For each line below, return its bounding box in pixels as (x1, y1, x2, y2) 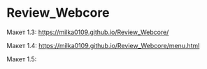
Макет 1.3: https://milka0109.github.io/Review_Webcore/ (6, 28, 169, 36)
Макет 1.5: (6, 54, 37, 63)
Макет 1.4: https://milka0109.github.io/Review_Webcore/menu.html (6, 41, 200, 49)
